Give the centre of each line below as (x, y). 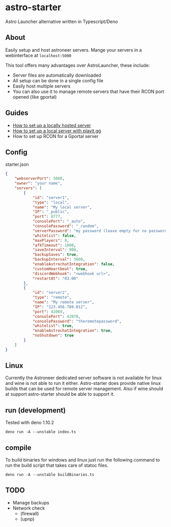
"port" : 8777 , (47, 217)
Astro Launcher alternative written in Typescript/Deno (62, 21)
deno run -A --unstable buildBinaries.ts (50, 475)
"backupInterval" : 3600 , (59, 260)
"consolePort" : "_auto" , (59, 221)
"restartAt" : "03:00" (55, 278)
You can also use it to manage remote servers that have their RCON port (88, 91)
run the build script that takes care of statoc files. (57, 465)
